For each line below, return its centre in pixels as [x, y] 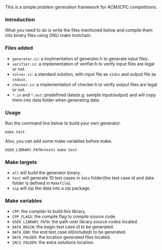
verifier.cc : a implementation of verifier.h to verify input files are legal [83, 64]
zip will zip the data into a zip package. [51, 188]
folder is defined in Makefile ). [42, 183]
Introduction [20, 19]
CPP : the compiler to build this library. [49, 212]
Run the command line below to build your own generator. [63, 123]
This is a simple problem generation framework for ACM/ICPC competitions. [81, 7]
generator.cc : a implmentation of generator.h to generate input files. [81, 58]
